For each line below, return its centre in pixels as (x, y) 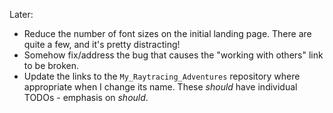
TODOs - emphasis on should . (86, 97)
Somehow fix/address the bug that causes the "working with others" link (173, 55)
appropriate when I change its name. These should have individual (160, 87)
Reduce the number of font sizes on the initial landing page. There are (167, 33)
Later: (21, 14)
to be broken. (51, 65)
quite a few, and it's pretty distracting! (102, 44)
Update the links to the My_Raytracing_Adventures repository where (162, 76)
